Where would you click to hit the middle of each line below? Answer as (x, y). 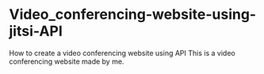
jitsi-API (36, 31)
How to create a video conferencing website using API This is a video (122, 53)
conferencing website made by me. (67, 61)
